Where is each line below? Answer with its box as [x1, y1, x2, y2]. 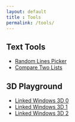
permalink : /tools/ [6, 20, 55, 26]
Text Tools [6, 42, 46, 52]
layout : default [6, 8, 46, 15]
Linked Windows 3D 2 [14, 110, 69, 117]
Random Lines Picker [14, 58, 67, 65]
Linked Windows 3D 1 [14, 104, 68, 110]
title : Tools [6, 14, 42, 20]
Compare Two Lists [14, 64, 62, 71]
